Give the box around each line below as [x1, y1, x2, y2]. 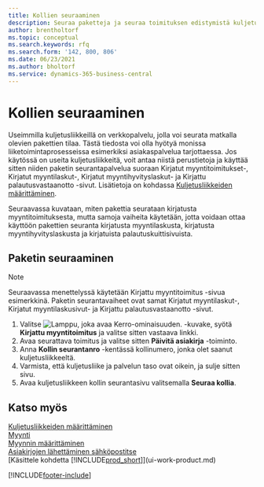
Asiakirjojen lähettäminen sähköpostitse [8, 447, 137, 456]
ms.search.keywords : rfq [8, 41, 90, 49]
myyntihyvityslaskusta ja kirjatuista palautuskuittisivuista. [8, 229, 193, 238]
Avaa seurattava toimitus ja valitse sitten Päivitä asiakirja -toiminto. [19, 336, 237, 346]
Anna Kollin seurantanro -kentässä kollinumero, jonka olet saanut [19, 345, 233, 354]
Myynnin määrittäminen [8, 438, 85, 448]
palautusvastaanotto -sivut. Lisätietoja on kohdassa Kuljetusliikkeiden [8, 180, 233, 190]
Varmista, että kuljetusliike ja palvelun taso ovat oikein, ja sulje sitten [19, 361, 240, 371]
